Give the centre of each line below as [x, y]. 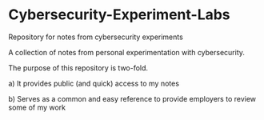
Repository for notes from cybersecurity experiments [96, 37]
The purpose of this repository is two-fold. [78, 68]
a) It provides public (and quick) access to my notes [94, 83]
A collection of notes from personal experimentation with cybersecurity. [127, 52]
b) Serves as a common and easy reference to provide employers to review [132, 98]
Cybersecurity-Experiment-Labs [119, 15]
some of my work [37, 107]
